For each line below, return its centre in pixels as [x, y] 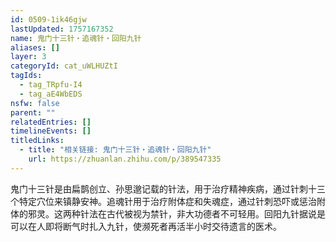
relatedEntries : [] [51, 122]
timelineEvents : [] [51, 131]
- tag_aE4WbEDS [51, 94]
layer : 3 [28, 57]
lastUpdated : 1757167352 [62, 29]
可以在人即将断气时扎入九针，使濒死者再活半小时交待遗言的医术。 [146, 226]
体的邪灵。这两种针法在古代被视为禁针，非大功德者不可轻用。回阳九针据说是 [168, 213]
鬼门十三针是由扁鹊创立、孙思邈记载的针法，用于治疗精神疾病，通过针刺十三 [168, 188]
